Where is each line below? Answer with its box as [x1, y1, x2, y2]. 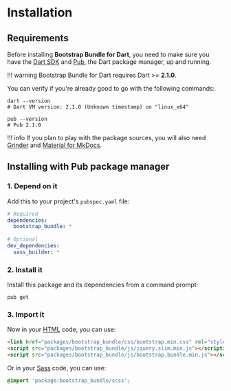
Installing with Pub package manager [7, 161, 170, 172]
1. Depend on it [7, 181, 58, 191]
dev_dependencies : [7, 243, 60, 249]
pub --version [7, 115, 48, 122]
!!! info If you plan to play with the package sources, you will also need [7, 134, 206, 142]
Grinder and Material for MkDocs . [7, 141, 102, 149]
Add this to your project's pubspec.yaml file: [7, 197, 130, 205]
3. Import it [7, 310, 45, 320]
